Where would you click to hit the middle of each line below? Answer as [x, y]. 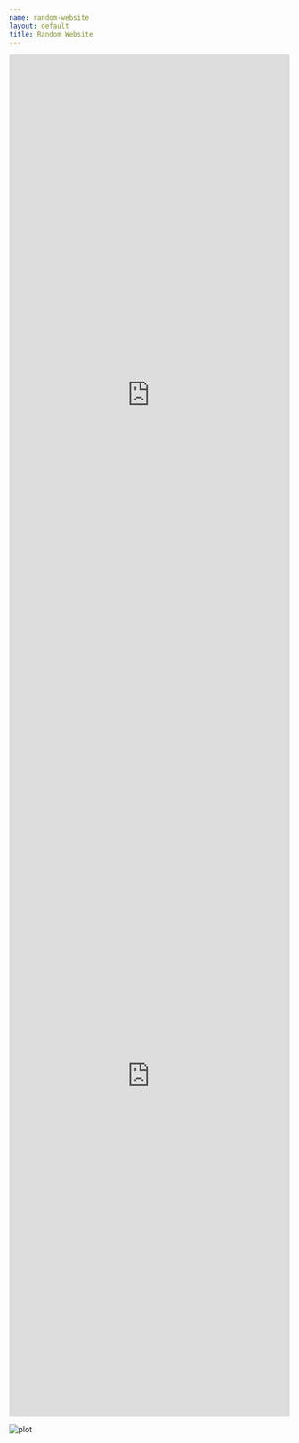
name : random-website [49, 17]
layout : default [39, 26]
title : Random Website [51, 34]
